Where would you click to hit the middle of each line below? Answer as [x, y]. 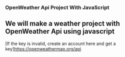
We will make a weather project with [62, 24]
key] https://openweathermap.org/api [43, 48]
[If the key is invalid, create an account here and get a [60, 43]
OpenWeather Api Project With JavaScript [57, 7]
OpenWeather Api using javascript [60, 31]
